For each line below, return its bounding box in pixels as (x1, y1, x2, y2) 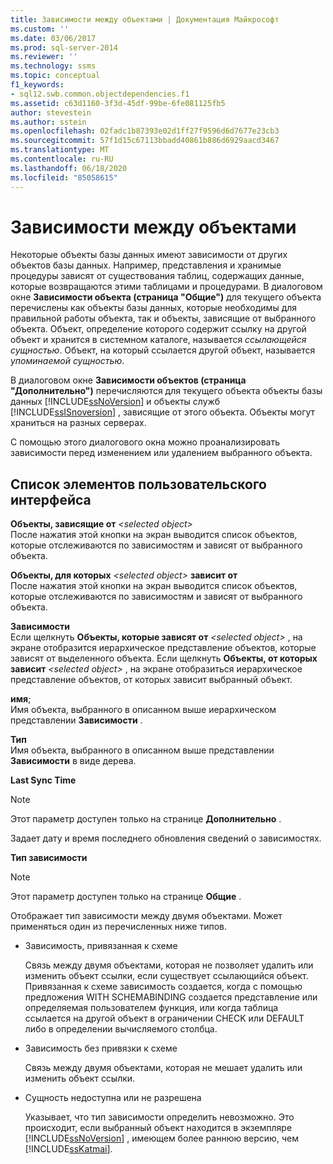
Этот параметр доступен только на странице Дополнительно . (10, 813, 282, 825)
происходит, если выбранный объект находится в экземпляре (24, 1122, 293, 1134)
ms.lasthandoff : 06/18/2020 (10, 163, 128, 173)
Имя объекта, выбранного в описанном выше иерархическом (10, 704, 277, 716)
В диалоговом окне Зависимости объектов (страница (10, 374, 247, 386)
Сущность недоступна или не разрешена (24, 1092, 202, 1104)
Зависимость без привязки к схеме (24, 1042, 178, 1055)
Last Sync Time (10, 774, 77, 786)
